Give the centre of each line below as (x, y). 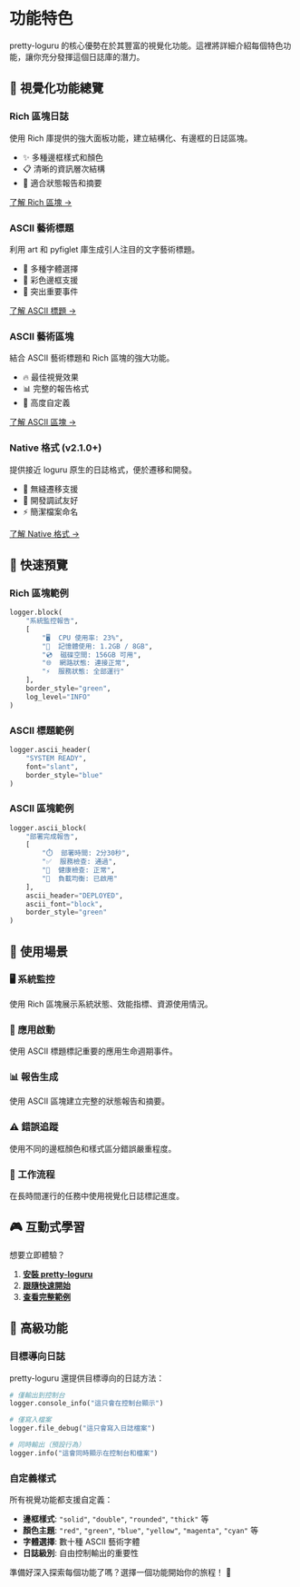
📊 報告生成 (34, 1077)
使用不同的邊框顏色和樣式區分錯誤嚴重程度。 (93, 1148)
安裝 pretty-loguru (58, 1274)
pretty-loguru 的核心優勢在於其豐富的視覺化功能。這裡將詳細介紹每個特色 (146, 45)
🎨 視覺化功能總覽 (57, 89)
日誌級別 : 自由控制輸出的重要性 (80, 1553)
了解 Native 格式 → (44, 533)
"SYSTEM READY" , (57, 758)
